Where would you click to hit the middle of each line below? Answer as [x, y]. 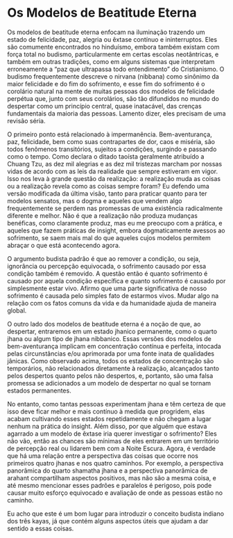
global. [17, 310]
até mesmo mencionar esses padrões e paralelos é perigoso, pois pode [110, 485]
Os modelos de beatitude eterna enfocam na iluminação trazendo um [106, 32]
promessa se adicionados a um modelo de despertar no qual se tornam [109, 383]
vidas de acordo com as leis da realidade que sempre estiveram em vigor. [113, 171]
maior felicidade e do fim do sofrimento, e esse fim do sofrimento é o [106, 84]
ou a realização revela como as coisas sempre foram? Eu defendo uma [108, 186]
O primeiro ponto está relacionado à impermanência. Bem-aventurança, [110, 134]
